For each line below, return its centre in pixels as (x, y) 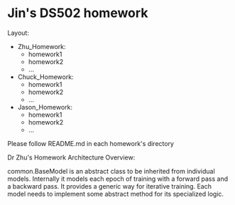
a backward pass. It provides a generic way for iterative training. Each (109, 186)
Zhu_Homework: (42, 46)
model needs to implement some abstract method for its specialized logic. (116, 194)
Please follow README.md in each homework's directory (91, 143)
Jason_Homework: (45, 107)
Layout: (18, 33)
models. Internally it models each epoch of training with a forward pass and (118, 179)
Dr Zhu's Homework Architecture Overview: (71, 157)
